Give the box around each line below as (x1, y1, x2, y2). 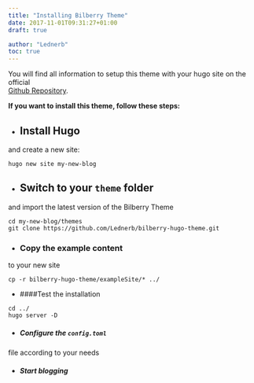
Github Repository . (8, 86, 68, 95)
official (8, 78, 31, 87)
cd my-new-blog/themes (8, 217, 83, 225)
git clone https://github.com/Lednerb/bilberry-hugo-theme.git (8, 224, 220, 232)
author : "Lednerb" (8, 40, 68, 48)
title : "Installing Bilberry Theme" (8, 11, 128, 20)
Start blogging (19, 366, 68, 375)
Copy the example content (19, 242, 123, 253)
